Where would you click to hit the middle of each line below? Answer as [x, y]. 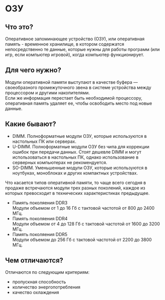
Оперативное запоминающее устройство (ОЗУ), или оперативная [75, 39]
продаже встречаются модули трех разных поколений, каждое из [75, 188]
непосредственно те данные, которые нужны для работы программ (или [82, 49]
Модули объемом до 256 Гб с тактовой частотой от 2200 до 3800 [82, 240]
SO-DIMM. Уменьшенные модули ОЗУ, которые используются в [80, 168]
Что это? [19, 27]
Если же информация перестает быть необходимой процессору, [74, 98]
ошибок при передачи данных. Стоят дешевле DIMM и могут [77, 152]
